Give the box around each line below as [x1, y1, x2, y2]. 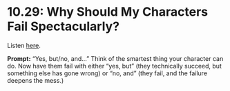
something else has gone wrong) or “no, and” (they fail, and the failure [7, 69, 208, 77]
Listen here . [7, 41, 41, 49]
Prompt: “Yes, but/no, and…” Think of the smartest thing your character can [7, 54, 224, 62]
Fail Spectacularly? [7, 18, 119, 34]
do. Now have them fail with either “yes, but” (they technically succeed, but [7, 62, 222, 70]
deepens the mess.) [7, 76, 64, 84]
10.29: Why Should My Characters [7, 4, 209, 20]
